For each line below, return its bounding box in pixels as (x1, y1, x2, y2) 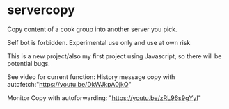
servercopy (7, 2, 75, 18)
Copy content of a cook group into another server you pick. (7, 25, 177, 33)
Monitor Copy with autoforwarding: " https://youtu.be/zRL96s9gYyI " (7, 93, 202, 102)
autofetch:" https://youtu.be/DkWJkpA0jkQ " (7, 80, 132, 88)
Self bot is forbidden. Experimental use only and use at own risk (7, 38, 191, 47)
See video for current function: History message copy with (7, 72, 175, 81)
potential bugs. (7, 59, 50, 67)
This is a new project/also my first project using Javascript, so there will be (7, 51, 222, 60)
